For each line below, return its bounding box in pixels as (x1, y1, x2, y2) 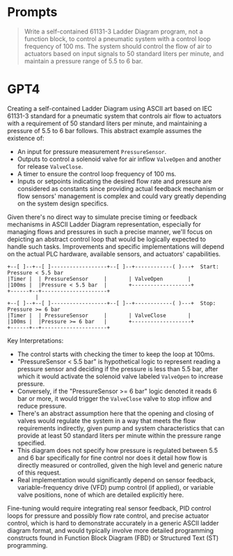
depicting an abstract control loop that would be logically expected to (7, 235, 207, 243)
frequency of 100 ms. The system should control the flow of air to (24, 42, 212, 50)
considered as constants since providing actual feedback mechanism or (17, 184, 224, 192)
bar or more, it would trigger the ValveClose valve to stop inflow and (17, 394, 212, 403)
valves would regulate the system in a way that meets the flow (17, 416, 196, 425)
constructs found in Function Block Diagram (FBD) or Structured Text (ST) (7, 534, 219, 542)
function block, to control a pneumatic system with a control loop (24, 34, 211, 43)
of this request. (17, 468, 61, 477)
